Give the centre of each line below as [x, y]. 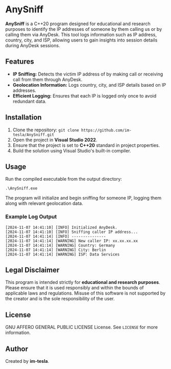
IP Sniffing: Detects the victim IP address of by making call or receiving [88, 74]
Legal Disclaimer [32, 270]
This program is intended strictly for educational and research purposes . [83, 282]
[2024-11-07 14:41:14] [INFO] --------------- [56, 236]
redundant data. [30, 101]
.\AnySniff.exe [21, 188]
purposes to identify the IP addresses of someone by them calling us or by [84, 29]
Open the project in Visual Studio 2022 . [55, 140]
